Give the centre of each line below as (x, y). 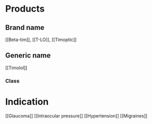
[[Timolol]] (16, 68)
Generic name (28, 55)
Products (25, 9)
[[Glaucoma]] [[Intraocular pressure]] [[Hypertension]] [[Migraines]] (76, 116)
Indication (27, 101)
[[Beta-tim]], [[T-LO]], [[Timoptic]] (41, 39)
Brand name (25, 28)
